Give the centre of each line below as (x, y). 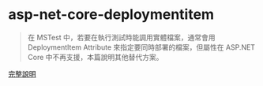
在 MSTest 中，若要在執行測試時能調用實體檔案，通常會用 (121, 37)
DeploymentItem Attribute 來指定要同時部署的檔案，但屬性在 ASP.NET (141, 47)
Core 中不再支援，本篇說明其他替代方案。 (95, 57)
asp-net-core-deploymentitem (111, 15)
